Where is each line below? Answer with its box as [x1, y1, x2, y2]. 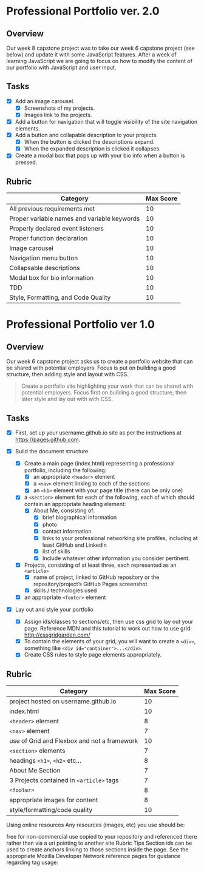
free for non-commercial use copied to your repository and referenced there [6, 833, 197, 840]
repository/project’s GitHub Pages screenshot [33, 580, 148, 587]
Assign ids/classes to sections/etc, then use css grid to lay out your [24, 618, 194, 626]
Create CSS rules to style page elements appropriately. [24, 651, 162, 658]
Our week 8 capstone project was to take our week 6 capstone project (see [6, 44, 195, 52]
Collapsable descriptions [9, 264, 80, 272]
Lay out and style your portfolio [15, 606, 94, 613]
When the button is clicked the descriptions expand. [24, 138, 155, 146]
